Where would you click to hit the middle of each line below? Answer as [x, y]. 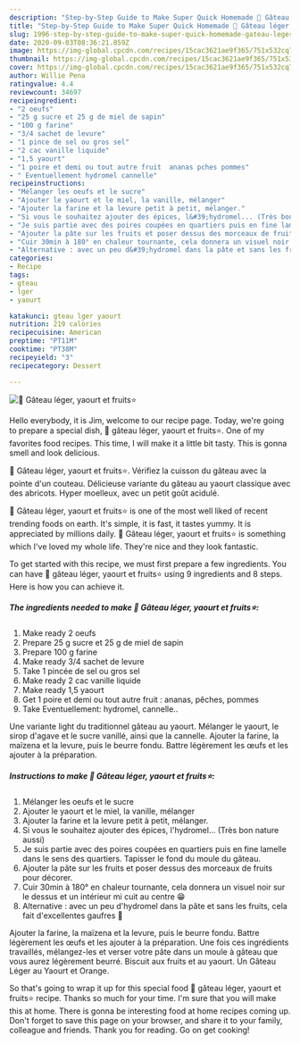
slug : [19, 34]
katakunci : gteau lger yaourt [66, 316]
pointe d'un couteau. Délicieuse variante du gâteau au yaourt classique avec [150, 483]
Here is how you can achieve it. [67, 587]
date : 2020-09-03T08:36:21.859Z [69, 42]
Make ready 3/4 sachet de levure [83, 662]
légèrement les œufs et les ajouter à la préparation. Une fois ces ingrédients [149, 942]
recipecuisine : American [55, 333]
